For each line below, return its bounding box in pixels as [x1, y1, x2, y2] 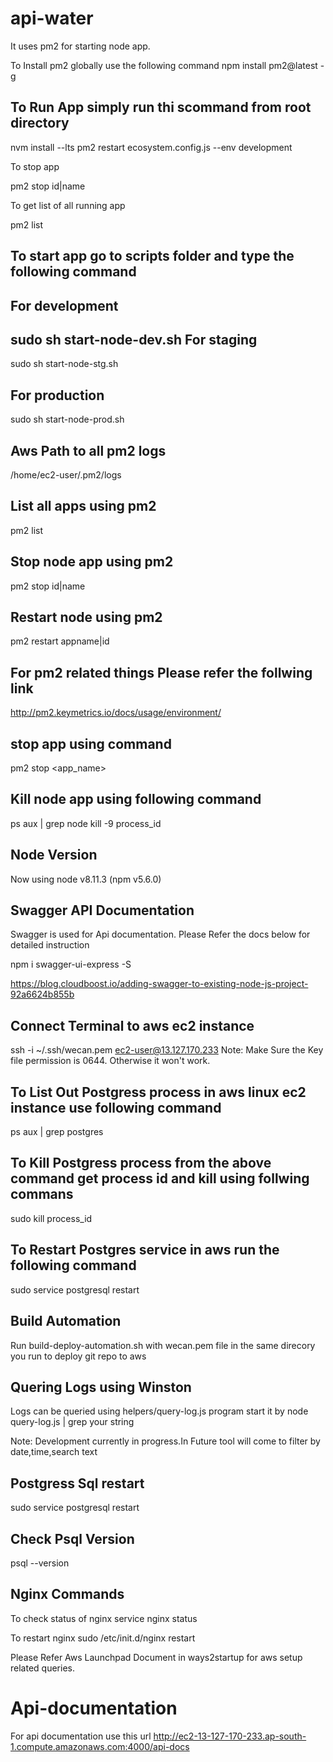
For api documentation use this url [10, 1730, 152, 1742]
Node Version [10, 847, 98, 864]
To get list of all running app [10, 199, 126, 211]
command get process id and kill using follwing [10, 1170, 310, 1187]
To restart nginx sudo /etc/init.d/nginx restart [10, 1632, 196, 1644]
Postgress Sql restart [10, 1475, 145, 1492]
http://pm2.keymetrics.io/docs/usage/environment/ [10, 707, 222, 719]
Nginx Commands [10, 1586, 125, 1603]
